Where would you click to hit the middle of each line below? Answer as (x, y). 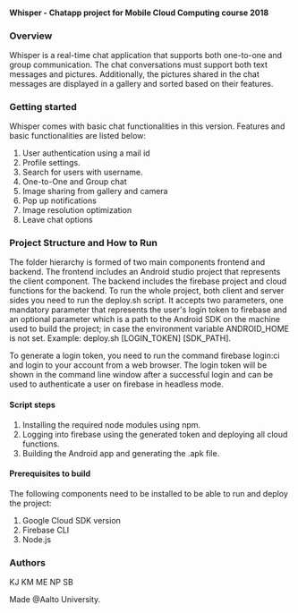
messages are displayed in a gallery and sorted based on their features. (141, 83)
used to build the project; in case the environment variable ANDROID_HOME (149, 329)
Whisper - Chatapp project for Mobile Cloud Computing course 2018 (139, 13)
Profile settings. (51, 163)
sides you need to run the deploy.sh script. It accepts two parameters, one (147, 301)
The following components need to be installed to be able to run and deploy (149, 493)
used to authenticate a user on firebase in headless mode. (116, 384)
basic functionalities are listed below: (77, 136)
